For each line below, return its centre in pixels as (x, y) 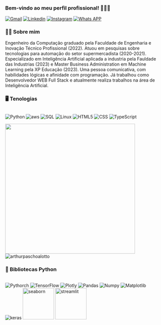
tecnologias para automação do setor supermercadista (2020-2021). (76, 53)
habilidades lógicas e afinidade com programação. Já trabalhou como (77, 75)
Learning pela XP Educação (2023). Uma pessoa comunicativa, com (75, 69)
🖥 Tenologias (21, 99)
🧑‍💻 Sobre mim (22, 32)
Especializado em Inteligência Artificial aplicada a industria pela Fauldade (81, 59)
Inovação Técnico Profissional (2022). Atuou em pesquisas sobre (72, 48)
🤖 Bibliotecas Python (31, 269)
